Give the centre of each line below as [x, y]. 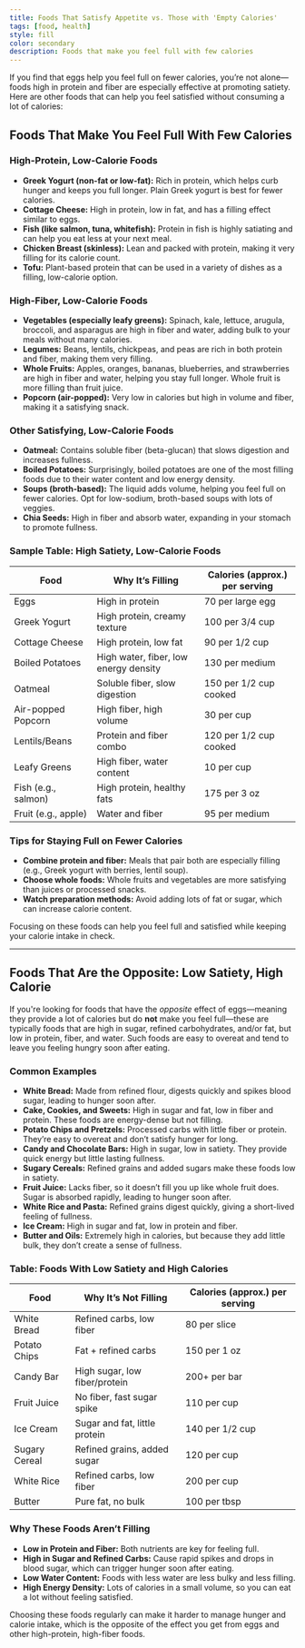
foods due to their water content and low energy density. [129, 479]
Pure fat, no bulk [110, 1502]
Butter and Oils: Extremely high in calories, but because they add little [154, 1236]
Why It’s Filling [146, 580]
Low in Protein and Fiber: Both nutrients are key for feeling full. [141, 1548]
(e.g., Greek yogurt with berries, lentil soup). [105, 870]
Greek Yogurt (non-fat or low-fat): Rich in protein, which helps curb [150, 180]
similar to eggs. [51, 219]
